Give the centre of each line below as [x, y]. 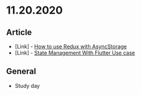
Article [19, 32]
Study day [27, 85]
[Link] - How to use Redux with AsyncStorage [71, 46]
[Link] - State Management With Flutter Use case [75, 53]
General [21, 72]
